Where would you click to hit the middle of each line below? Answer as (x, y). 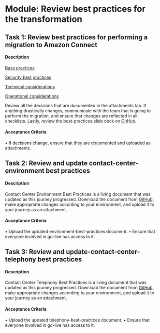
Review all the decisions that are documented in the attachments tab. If (76, 105)
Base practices (20, 68)
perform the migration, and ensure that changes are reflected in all (71, 116)
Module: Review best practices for (75, 9)
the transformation (44, 19)
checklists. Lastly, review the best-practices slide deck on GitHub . (71, 121)
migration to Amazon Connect (51, 45)
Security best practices (28, 77)
